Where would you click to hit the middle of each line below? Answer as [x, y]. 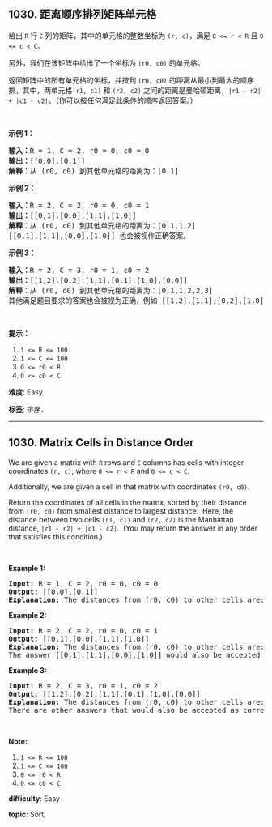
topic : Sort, [27, 814]
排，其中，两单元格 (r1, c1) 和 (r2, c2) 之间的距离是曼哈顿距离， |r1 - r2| [135, 90]
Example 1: [27, 568]
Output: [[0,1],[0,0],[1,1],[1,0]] [79, 639]
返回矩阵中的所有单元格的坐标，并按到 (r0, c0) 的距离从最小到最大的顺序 [132, 80]
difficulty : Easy [34, 798]
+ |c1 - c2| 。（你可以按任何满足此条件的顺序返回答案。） [103, 100]
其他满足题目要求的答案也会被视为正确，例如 [83, 301]
